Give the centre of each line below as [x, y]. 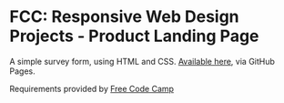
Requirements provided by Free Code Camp [92, 88]
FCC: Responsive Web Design [124, 17]
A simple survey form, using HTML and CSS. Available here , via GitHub [142, 61]
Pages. [22, 71]
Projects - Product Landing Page [134, 36]
